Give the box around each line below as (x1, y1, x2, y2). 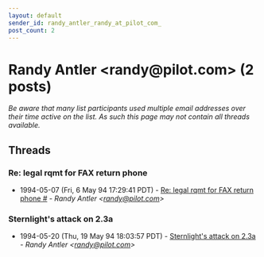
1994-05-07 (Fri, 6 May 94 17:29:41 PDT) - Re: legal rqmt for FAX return (19, 186, 254, 194)
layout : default (8, 11, 62, 20)
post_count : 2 (8, 26, 56, 34)
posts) (8, 77, 52, 95)
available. (8, 121, 41, 130)
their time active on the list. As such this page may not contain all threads (8, 112, 250, 121)
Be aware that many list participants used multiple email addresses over (8, 104, 247, 113)
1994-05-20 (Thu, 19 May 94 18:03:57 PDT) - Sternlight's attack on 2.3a (19, 232, 256, 241)
